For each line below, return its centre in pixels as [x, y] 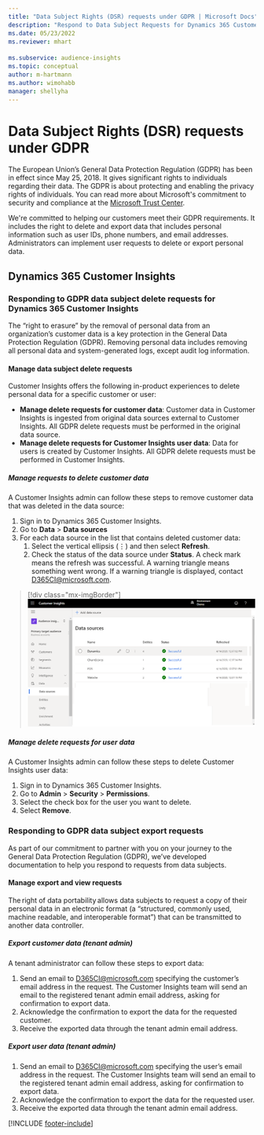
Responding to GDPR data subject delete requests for [112, 299]
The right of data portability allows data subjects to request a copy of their [128, 900]
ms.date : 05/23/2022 [42, 33]
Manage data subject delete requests [70, 369]
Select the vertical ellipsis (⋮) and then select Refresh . [121, 546]
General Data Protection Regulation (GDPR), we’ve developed [107, 856]
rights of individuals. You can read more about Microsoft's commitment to [127, 195]
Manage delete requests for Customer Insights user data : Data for [129, 443]
